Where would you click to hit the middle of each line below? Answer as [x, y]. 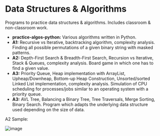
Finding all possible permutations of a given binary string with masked [82, 47]
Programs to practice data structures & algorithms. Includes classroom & [78, 22]
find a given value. [31, 68]
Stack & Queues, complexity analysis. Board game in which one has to [83, 63]
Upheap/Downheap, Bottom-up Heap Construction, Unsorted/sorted [81, 78]
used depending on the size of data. [49, 109]
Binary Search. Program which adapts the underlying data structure [80, 104]
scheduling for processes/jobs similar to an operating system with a [80, 89]
